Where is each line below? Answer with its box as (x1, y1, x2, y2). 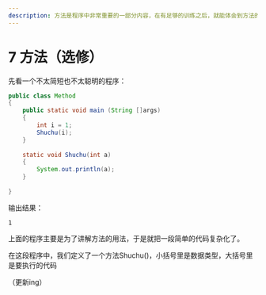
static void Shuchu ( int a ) (22, 151, 112, 159)
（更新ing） (8, 277, 47, 286)
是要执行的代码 (8, 260, 57, 270)
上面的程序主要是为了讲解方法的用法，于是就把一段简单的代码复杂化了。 (8, 233, 244, 243)
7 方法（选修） (8, 48, 103, 66)
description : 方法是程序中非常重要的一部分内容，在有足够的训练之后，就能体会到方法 (8, 11, 255, 20)
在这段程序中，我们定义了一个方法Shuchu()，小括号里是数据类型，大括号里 (8, 251, 253, 260)
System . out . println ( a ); (36, 166, 115, 174)
